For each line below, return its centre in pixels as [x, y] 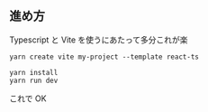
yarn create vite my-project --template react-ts [104, 57]
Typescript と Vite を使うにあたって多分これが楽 [99, 40]
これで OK [28, 98]
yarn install [34, 72]
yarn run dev [34, 80]
